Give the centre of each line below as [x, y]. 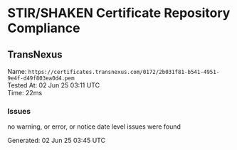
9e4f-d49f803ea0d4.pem [41, 78]
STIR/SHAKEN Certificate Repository [119, 13]
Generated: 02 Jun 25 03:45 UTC [56, 141]
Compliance [44, 28]
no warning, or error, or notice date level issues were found [94, 127]
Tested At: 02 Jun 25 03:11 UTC [54, 85]
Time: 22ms [25, 93]
